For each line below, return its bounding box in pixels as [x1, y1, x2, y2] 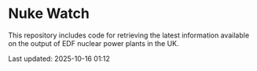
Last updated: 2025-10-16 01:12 [8, 54, 110, 63]
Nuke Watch [8, 5, 90, 23]
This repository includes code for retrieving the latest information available [8, 30, 250, 40]
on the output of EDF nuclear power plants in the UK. [8, 38, 179, 48]
